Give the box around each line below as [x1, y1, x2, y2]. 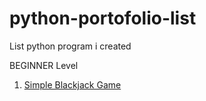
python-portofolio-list [9, 7, 197, 30]
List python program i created [9, 40, 132, 52]
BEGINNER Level [9, 59, 79, 71]
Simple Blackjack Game [23, 78, 122, 91]
